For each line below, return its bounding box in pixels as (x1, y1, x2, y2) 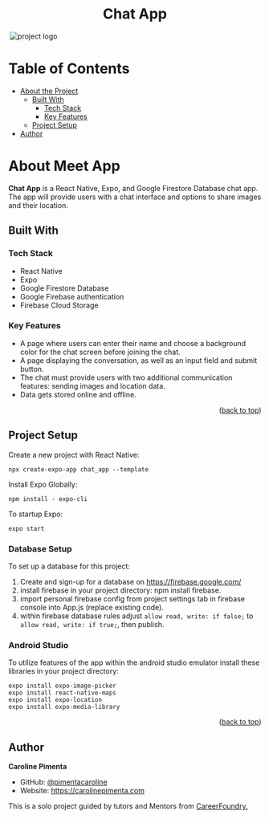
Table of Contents (8, 59, 130, 78)
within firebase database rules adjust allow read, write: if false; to (19, 611, 254, 621)
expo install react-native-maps (8, 689, 116, 697)
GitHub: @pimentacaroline (19, 777, 108, 787)
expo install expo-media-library (8, 703, 120, 711)
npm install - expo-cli (8, 495, 88, 503)
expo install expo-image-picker (8, 682, 116, 691)
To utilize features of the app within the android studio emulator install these (8, 658, 260, 667)
